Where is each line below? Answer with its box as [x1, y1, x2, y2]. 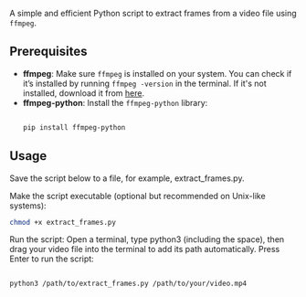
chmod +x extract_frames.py [9, 217, 117, 227]
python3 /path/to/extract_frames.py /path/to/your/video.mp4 [9, 279, 248, 289]
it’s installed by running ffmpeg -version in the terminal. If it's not [22, 78, 267, 89]
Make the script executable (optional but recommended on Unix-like [9, 190, 267, 201]
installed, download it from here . [22, 87, 144, 99]
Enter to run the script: [9, 253, 94, 264]
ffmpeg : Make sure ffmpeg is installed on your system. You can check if [22, 68, 292, 79]
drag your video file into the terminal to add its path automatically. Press [9, 244, 280, 255]
